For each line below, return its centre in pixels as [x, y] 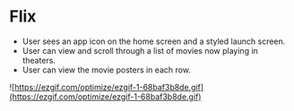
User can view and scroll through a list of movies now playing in [140, 50]
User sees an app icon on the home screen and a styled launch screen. [154, 41]
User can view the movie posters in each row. [106, 70]
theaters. [39, 60]
